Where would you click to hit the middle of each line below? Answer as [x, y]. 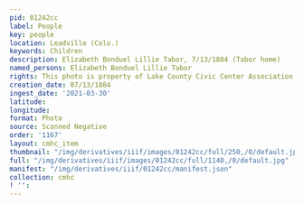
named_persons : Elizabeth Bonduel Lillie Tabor [101, 69]
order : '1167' [36, 135]
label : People [36, 26]
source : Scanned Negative [58, 127]
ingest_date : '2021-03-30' [60, 93]
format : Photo [36, 118]
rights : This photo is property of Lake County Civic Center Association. [153, 77]
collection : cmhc [42, 177]
